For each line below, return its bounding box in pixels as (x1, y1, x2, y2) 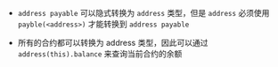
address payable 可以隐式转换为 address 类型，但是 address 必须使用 (17, 8, 270, 18)
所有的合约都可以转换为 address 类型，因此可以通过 (17, 38, 208, 48)
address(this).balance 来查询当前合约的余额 (17, 48, 183, 59)
